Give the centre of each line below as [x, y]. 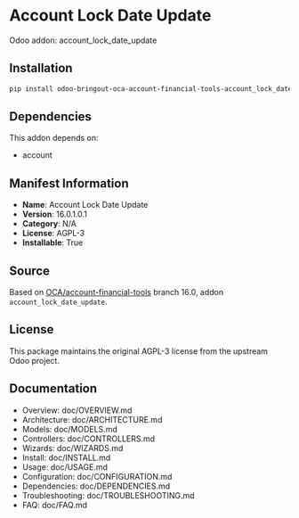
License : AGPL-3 [53, 234]
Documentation [53, 389]
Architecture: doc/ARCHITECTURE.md [92, 419]
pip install [31, 89]
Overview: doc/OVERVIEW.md [77, 410]
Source [30, 271]
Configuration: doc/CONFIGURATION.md [97, 476]
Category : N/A [49, 224]
